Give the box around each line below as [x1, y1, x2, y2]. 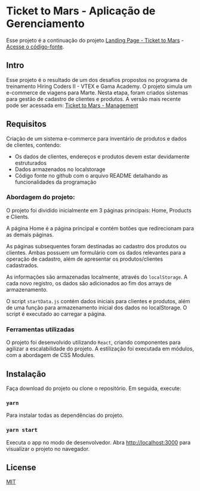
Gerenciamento [6, 17, 85, 31]
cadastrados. [6, 261, 39, 269]
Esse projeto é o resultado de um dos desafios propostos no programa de [6, 76, 188, 83]
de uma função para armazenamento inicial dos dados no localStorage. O [6, 304, 187, 311]
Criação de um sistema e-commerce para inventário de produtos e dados [6, 135, 187, 142]
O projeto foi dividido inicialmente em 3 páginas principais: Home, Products [6, 206, 192, 214]
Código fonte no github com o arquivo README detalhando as [14, 172, 168, 179]
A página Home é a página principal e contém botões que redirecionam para [6, 224, 194, 231]
